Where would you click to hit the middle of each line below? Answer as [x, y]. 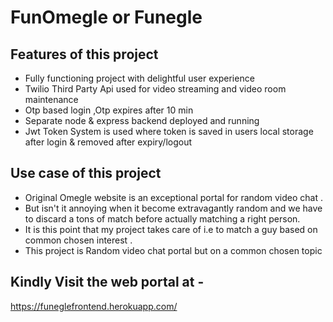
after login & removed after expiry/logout [108, 142]
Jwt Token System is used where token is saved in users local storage [169, 131]
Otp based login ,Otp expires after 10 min [109, 110]
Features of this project [84, 54]
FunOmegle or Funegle [106, 17]
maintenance [51, 99]
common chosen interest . [78, 240]
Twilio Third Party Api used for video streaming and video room [155, 89]
